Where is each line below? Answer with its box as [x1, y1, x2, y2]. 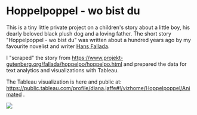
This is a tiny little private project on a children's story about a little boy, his [6, 24, 190, 31]
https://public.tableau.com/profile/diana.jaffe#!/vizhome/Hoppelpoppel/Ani [6, 84, 190, 91]
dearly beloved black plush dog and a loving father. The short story [6, 30, 172, 37]
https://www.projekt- [71, 54, 124, 61]
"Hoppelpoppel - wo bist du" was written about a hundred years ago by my [6, 36, 191, 43]
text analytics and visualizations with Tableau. [6, 66, 119, 74]
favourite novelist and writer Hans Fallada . [6, 43, 110, 50]
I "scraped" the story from [6, 54, 70, 61]
